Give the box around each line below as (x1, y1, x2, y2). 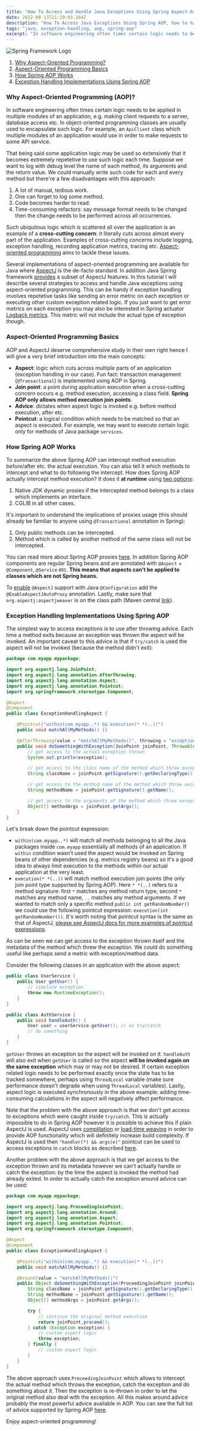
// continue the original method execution (37, 1313, 148, 1319)
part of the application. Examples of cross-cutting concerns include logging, (6, 237, 193, 244)
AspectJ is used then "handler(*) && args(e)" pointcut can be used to (6, 1138, 180, 1145)
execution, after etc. (14, 409, 64, 416)
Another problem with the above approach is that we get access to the (6, 1156, 179, 1163)
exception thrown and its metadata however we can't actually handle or (6, 1162, 182, 1169)
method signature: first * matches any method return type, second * (14, 888, 182, 895)
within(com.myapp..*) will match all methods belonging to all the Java (14, 837, 186, 844)
